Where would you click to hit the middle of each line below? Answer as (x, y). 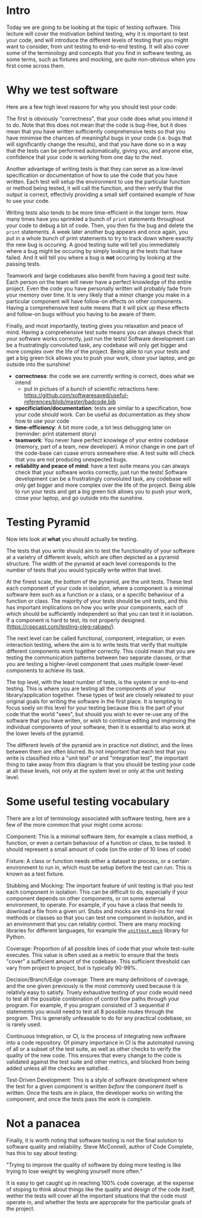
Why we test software (62, 90)
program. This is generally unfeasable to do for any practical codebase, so (99, 1018)
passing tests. (24, 264)
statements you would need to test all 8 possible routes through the (90, 1011)
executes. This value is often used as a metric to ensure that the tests (93, 955)
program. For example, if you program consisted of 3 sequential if (88, 1005)
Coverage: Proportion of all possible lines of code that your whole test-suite (100, 948)
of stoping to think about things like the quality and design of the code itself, (101, 1189)
